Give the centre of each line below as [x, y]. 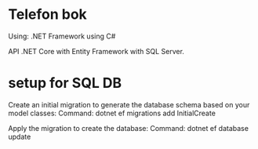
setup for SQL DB [65, 83]
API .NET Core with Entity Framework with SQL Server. [96, 51]
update [20, 136]
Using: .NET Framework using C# [62, 36]
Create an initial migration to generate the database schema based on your [129, 104]
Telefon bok [48, 15]
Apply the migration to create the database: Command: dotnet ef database [129, 128]
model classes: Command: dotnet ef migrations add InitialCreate [112, 113]
